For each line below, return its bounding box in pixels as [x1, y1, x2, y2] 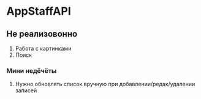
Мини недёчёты [6, 66, 57, 75]
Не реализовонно [6, 29, 78, 39]
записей [15, 87, 37, 94]
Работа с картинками [15, 45, 72, 52]
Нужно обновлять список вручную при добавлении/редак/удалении [15, 81, 195, 88]
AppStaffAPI [6, 4, 72, 18]
